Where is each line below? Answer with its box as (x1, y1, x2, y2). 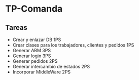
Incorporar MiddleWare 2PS (12, 69, 71, 75)
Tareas (5, 23, 28, 32)
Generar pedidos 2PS (12, 58, 58, 64)
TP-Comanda (5, 3, 63, 15)
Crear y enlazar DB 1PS (12, 36, 61, 43)
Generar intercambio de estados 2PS (12, 64, 90, 69)
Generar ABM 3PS (12, 48, 51, 53)
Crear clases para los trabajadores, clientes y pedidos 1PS (12, 42, 134, 48)
